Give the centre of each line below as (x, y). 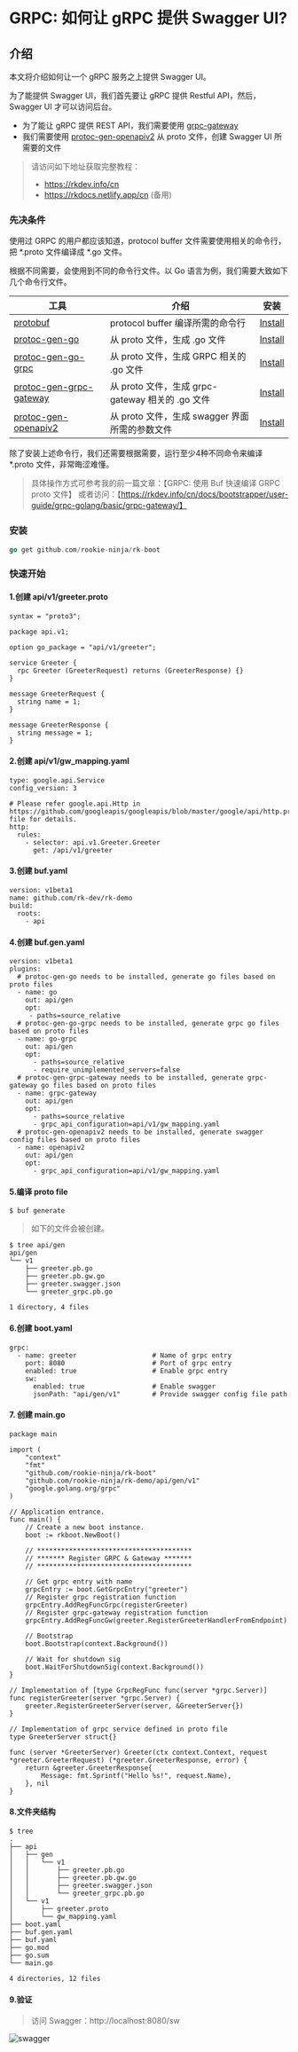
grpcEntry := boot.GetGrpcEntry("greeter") (107, 1589)
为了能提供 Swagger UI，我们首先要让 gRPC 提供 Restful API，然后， (135, 95)
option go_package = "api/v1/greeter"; (83, 647)
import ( (25, 1450)
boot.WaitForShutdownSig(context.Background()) (114, 1667)
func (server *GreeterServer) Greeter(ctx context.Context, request (138, 1752)
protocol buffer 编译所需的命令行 (178, 323)
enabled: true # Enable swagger (124, 1386)
